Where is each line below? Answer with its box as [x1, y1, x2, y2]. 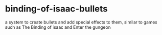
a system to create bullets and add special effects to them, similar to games [5, 19, 158, 25]
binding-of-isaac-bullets [5, 3, 108, 14]
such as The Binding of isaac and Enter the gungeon [5, 24, 111, 30]
